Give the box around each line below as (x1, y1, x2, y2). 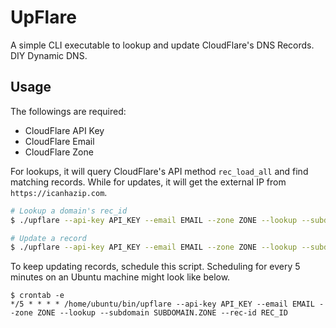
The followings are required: (10, 105, 127, 117)
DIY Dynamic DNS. (10, 49, 88, 61)
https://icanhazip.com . (10, 186, 108, 198)
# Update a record (10, 233, 87, 243)
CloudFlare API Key (24, 124, 105, 136)
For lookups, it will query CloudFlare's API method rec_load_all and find (10, 165, 309, 177)
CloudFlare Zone (24, 146, 94, 158)
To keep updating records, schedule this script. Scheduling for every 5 (10, 261, 301, 273)
